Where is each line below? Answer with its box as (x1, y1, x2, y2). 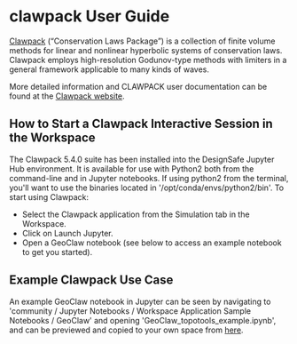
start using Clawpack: (9, 191, 89, 202)
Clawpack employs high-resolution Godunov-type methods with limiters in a (9, 54, 287, 65)
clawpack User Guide (9, 6, 170, 27)
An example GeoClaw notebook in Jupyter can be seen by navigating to (9, 296, 271, 307)
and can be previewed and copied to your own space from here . (9, 324, 244, 335)
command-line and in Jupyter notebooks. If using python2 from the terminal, (9, 172, 289, 183)
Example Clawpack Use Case (9, 273, 174, 288)
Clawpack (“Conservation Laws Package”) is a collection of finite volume (9, 36, 276, 46)
